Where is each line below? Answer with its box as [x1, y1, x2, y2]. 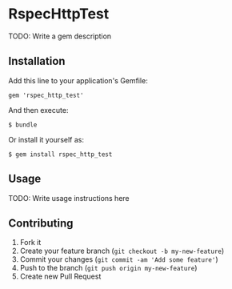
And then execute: [8, 105, 69, 114]
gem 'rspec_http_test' [8, 91, 84, 99]
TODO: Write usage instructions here [8, 193, 130, 203]
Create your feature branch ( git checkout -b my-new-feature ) [19, 246, 225, 256]
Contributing [8, 216, 74, 230]
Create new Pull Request [19, 271, 102, 281]
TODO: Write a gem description [8, 31, 112, 41]
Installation [8, 54, 66, 68]
